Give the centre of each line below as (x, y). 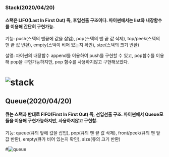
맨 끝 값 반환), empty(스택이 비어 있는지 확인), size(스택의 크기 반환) (72, 45)
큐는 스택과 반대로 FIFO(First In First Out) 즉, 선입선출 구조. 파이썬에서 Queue (82, 114)
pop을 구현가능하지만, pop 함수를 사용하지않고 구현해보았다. (70, 62)
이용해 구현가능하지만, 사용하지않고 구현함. (56, 121)
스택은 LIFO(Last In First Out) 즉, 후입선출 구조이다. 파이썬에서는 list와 (75, 20)
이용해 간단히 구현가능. (33, 26)
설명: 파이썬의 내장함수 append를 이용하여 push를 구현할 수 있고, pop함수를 (80, 56)
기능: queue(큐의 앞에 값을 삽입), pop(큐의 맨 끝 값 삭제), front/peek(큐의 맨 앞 (83, 133)
